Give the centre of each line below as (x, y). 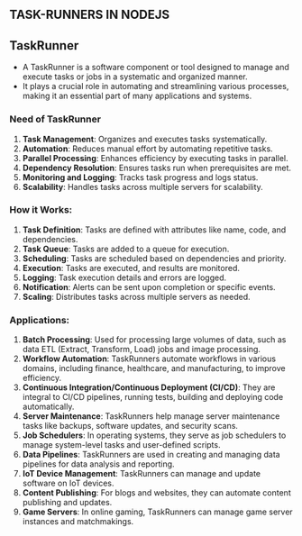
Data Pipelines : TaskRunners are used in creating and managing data (151, 455)
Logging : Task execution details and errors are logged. (124, 277)
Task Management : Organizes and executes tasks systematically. (145, 139)
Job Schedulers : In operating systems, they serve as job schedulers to (154, 435)
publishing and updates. (67, 503)
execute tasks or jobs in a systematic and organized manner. (135, 77)
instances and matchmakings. (78, 522)
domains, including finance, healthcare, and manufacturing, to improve (154, 368)
